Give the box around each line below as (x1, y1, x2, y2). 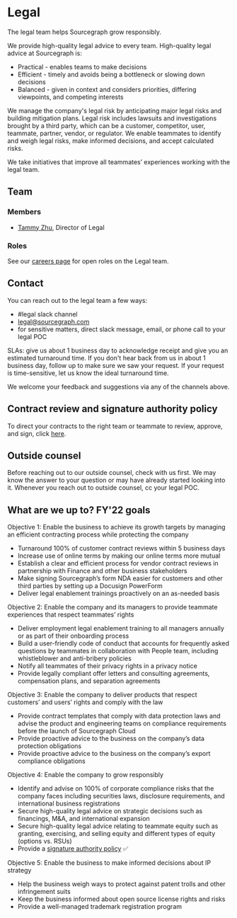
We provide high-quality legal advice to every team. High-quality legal (7, 41, 212, 50)
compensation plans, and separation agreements (17, 677, 161, 685)
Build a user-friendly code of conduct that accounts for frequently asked (17, 639, 230, 648)
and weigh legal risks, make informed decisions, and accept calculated (7, 136, 214, 145)
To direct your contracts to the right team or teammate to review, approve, (7, 422, 223, 430)
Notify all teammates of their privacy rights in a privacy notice (17, 662, 198, 670)
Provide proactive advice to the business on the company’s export (17, 750, 211, 758)
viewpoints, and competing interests (17, 93, 124, 101)
